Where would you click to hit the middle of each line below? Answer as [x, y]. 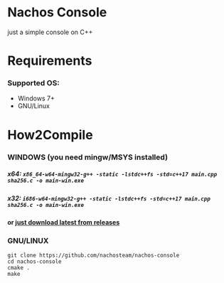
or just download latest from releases [64, 222]
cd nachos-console [34, 262]
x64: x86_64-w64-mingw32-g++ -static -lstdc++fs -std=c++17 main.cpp [112, 174]
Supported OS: [34, 83]
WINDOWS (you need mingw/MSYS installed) [88, 157]
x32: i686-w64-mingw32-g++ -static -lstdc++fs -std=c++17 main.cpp [109, 198]
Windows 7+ [36, 98]
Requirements [50, 61]
